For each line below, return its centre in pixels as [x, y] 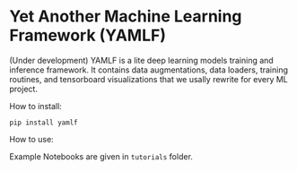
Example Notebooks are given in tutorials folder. [101, 156]
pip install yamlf [44, 123]
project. [24, 89]
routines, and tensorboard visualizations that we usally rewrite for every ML [149, 79]
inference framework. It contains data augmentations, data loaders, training [149, 70]
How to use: [31, 139]
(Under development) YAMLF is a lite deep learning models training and [141, 60]
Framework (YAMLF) [87, 35]
